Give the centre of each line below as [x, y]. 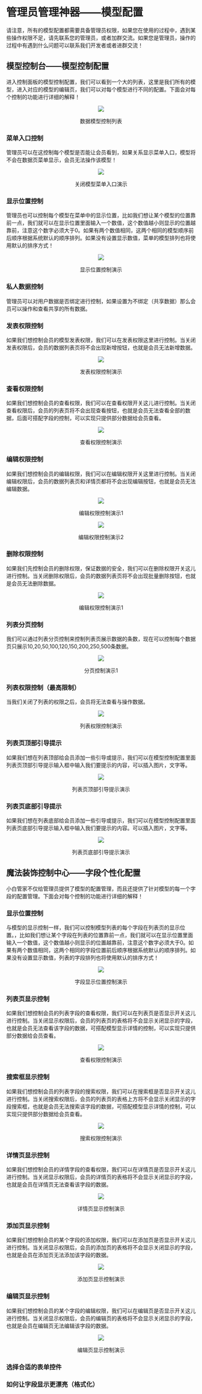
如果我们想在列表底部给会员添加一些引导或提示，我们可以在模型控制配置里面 [101, 821]
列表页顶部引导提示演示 [101, 789]
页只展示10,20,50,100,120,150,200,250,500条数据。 [69, 646]
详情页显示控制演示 [101, 1209]
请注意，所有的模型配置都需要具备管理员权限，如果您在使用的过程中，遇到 [98, 30]
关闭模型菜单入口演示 [101, 184]
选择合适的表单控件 [34, 1367]
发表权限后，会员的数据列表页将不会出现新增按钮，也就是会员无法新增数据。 [101, 347]
